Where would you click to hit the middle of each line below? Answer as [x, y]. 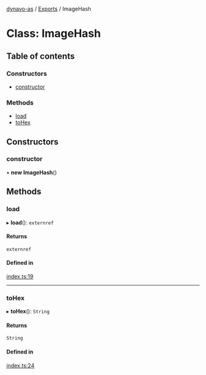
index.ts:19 [20, 276]
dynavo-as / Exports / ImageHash [49, 9]
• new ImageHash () [32, 172]
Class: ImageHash [54, 34]
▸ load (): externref [30, 222]
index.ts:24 [21, 365]
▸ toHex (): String [28, 311]
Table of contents [40, 56]
